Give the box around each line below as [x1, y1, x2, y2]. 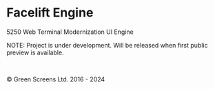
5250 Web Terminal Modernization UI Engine [6, 28, 134, 36]
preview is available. [6, 48, 64, 57]
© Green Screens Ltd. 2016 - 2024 [6, 75, 105, 83]
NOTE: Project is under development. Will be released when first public [6, 41, 208, 49]
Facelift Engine [6, 5, 94, 21]
